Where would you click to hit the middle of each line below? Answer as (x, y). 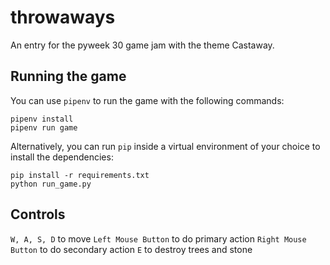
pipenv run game (44, 127)
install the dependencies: (62, 157)
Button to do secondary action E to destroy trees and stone (131, 249)
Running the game (68, 76)
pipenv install (42, 119)
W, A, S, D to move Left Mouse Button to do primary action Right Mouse (158, 238)
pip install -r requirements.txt (80, 175)
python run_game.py (51, 184)
